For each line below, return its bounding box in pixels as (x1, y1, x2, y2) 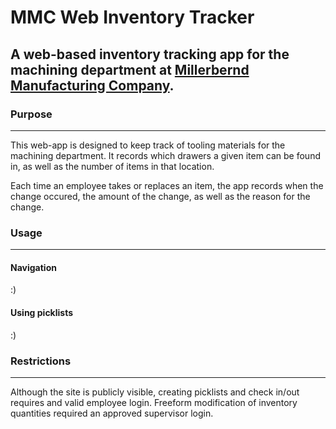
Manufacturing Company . (10, 77, 175, 94)
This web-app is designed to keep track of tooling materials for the (10, 139, 286, 151)
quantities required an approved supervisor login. (10, 407, 214, 419)
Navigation (10, 261, 57, 273)
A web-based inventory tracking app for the (10, 46, 290, 63)
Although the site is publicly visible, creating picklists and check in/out (10, 386, 300, 398)
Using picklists (10, 306, 74, 318)
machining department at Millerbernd (10, 61, 250, 78)
